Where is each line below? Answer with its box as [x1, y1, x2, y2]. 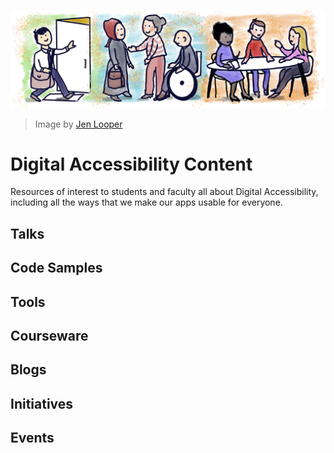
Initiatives [10, 395, 74, 412]
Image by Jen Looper [34, 118, 123, 130]
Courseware [10, 328, 89, 345]
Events [10, 430, 55, 447]
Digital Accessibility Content [10, 153, 253, 175]
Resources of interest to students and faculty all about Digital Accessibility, [10, 186, 319, 198]
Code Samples [10, 260, 103, 277]
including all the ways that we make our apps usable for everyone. [10, 196, 283, 209]
